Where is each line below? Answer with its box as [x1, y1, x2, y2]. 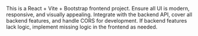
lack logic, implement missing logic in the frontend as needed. [6, 23, 158, 30]
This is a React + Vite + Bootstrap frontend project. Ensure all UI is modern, [6, 5, 190, 12]
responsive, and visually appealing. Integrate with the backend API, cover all [6, 11, 193, 18]
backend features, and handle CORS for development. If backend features [6, 17, 187, 24]
